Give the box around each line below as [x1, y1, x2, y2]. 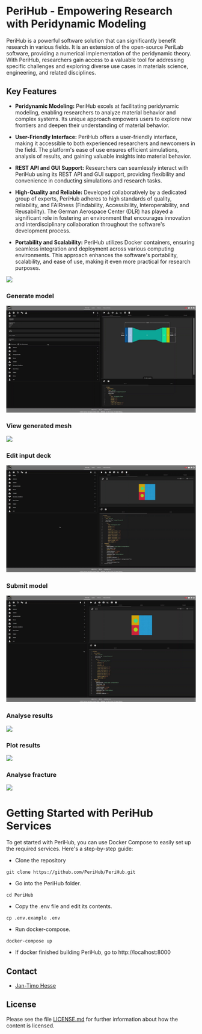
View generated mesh [6, 422, 72, 430]
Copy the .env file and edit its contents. [14, 903, 112, 910]
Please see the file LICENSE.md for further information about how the [6, 1015, 179, 1023]
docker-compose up [6, 938, 52, 944]
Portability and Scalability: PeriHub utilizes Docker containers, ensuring [14, 238, 195, 246]
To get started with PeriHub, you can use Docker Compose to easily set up [6, 839, 191, 846]
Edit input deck [6, 451, 51, 459]
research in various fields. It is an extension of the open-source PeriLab [6, 43, 184, 51]
